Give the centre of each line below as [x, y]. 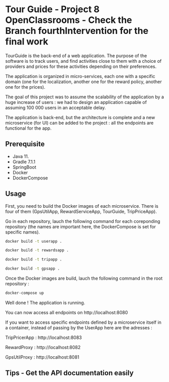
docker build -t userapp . [34, 241]
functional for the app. [28, 128]
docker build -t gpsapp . [32, 269]
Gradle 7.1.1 [24, 162]
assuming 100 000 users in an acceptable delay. [56, 107]
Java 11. [21, 156]
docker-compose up [25, 293]
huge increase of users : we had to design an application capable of [76, 102]
